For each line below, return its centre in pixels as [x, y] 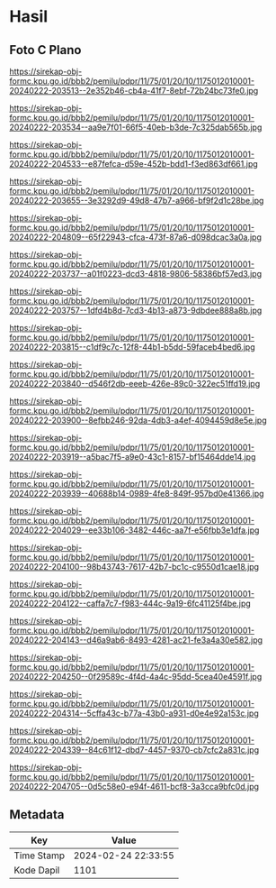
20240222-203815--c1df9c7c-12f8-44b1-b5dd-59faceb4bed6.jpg [132, 347]
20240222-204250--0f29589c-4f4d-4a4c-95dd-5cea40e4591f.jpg [136, 677]
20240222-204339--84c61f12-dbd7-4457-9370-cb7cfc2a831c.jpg [134, 750]
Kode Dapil [37, 870]
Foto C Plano [45, 50]
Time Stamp [40, 856]
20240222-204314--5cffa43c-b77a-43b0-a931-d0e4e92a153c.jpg [134, 713]
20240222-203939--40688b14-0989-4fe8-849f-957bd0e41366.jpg [137, 494]
